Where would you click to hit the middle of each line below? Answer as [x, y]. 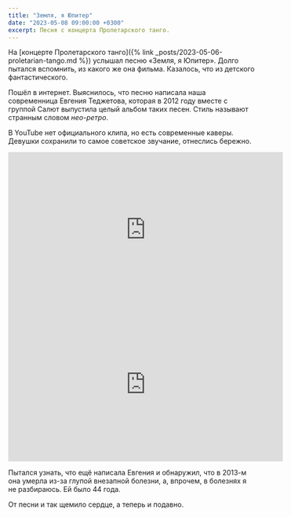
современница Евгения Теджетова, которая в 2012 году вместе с [118, 101]
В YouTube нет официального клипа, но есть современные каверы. [121, 133]
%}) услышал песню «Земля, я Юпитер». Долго [159, 60]
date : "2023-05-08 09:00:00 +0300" [66, 23]
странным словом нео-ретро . [58, 118]
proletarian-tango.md [43, 60]
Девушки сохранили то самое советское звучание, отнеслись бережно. [130, 141]
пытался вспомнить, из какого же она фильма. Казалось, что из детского [131, 69]
